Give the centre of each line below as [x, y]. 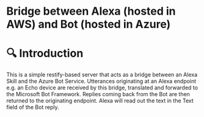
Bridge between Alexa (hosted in [91, 11]
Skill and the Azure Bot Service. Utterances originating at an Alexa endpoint [101, 81]
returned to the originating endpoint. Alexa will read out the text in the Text [100, 101]
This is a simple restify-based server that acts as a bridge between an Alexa [102, 75]
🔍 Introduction [45, 54]
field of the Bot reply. [33, 107]
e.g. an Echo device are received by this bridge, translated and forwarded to [102, 88]
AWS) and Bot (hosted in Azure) [89, 24]
